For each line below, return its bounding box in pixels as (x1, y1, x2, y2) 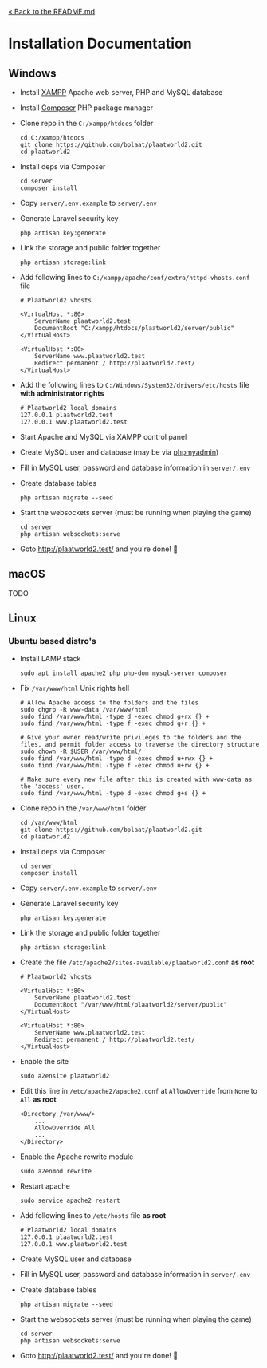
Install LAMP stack (19, 653, 81, 663)
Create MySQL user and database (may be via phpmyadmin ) (19, 447, 219, 457)
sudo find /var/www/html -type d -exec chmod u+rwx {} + (19, 754, 214, 763)
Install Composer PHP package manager (19, 103, 154, 112)
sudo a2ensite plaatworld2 (19, 1072, 110, 1080)
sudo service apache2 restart (19, 1197, 121, 1204)
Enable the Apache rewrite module (19, 1152, 134, 1161)
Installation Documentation (8, 35, 193, 53)
